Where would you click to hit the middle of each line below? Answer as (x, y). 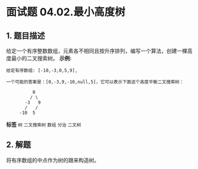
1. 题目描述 (26, 36)
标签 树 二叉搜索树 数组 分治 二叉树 (44, 125)
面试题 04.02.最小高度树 (66, 12)
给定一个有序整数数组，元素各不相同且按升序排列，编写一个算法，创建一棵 (97, 51)
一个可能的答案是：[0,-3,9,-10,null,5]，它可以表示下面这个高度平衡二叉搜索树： (95, 82)
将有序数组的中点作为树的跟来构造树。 (53, 160)
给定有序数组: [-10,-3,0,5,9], (42, 71)
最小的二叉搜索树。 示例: (41, 58)
